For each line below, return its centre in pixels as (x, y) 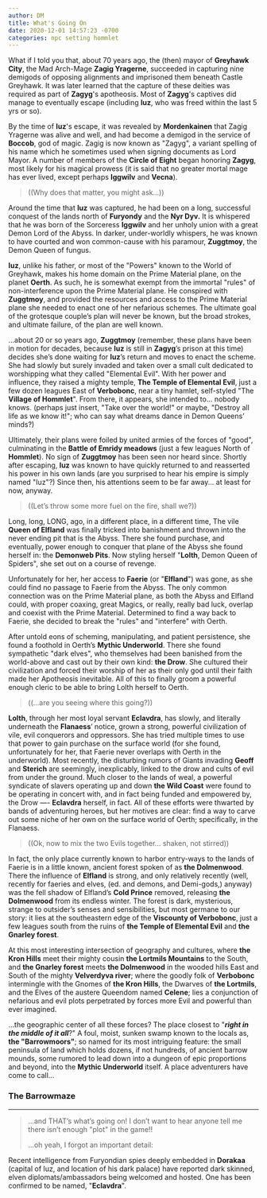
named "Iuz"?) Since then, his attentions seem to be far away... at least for (130, 483)
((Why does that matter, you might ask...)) (96, 192)
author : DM (26, 16)
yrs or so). (25, 111)
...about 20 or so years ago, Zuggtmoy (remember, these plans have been (130, 340)
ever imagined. (33, 1010)
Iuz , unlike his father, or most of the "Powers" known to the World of (120, 266)
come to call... (31, 1076)
